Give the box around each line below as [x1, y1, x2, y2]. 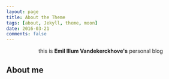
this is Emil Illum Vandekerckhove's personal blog [38, 47, 164, 54]
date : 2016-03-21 [6, 25, 50, 32]
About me [6, 65, 44, 75]
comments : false [6, 31, 47, 37]
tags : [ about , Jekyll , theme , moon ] [6, 20, 98, 26]
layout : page [6, 8, 39, 15]
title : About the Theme [6, 14, 66, 20]
